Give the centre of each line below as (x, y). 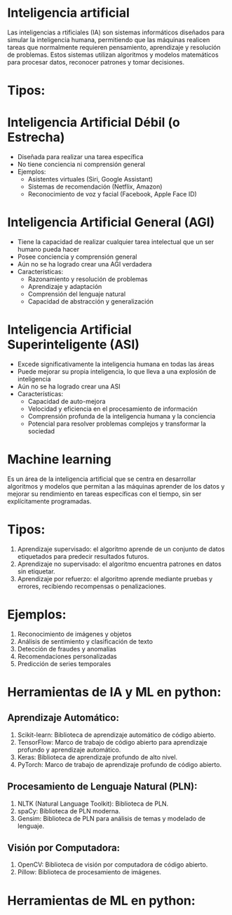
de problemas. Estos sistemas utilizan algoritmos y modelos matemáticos (113, 55)
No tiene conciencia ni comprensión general (81, 164)
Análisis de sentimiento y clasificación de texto (85, 641)
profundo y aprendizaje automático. (69, 750)
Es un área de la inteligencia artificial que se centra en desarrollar (102, 479)
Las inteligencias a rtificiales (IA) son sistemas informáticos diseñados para (116, 32)
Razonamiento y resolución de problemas (88, 279)
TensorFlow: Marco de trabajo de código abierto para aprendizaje (112, 742)
